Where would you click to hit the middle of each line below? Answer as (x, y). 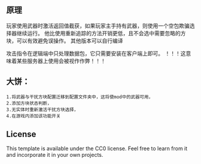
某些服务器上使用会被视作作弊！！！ (61, 60)
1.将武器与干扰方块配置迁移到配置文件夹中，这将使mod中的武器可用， (80, 97)
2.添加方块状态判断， (29, 103)
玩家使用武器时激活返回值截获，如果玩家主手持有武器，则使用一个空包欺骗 (98, 26)
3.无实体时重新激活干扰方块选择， (42, 110)
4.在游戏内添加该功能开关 (33, 116)
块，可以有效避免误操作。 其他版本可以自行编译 (65, 41)
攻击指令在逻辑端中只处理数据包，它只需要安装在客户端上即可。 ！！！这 (96, 53)
